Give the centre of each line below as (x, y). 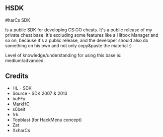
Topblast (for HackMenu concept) (47, 120)
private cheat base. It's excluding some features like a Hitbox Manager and (82, 35)
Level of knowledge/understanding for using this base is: (63, 55)
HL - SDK (22, 88)
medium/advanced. (25, 60)
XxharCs (21, 130)
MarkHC (21, 104)
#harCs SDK (18, 20)
